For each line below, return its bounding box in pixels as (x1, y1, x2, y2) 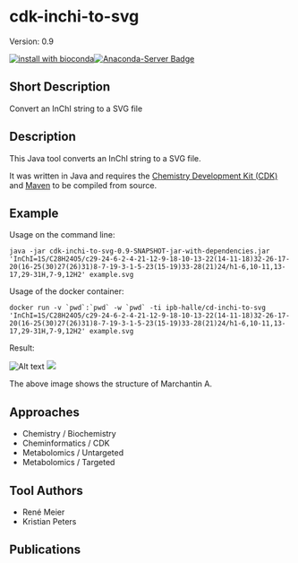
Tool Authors (9, 482, 83, 498)
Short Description (9, 79, 111, 95)
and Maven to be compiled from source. (9, 179, 158, 190)
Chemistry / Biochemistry (21, 429, 116, 439)
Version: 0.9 (9, 36, 54, 47)
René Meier (21, 507, 65, 517)
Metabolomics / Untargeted (21, 447, 123, 458)
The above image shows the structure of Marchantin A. (9, 378, 213, 389)
